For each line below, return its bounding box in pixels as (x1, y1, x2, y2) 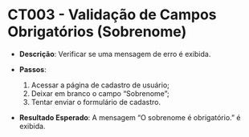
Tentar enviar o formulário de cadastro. (31, 97, 161, 107)
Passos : (18, 64, 47, 74)
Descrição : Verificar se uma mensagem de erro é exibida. (18, 49, 211, 58)
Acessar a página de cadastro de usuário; (31, 80, 170, 90)
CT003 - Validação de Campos (7, 6, 218, 24)
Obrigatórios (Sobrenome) (7, 22, 187, 41)
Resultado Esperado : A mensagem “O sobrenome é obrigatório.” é (18, 112, 242, 122)
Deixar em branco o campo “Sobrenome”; (31, 88, 169, 98)
